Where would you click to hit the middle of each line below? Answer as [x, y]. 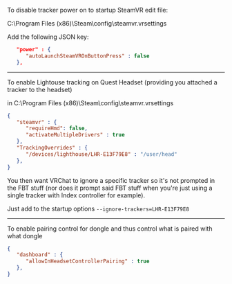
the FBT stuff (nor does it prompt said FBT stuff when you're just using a [110, 188]
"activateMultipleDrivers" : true [75, 135]
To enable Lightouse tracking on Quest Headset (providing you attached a [112, 82]
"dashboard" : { [40, 255]
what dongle [25, 236]
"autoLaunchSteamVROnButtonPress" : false [87, 56]
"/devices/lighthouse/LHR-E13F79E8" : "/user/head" [101, 154]
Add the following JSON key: [48, 37]
